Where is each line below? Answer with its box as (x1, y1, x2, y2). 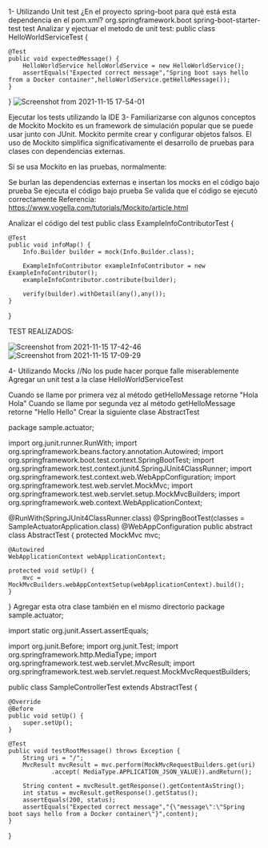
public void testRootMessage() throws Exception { (8, 747, 181, 755)
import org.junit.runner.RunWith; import (8, 438, 138, 448)
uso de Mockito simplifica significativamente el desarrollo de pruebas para (8, 138, 254, 147)
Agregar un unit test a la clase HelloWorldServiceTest (8, 375, 184, 384)
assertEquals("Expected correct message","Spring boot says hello (22, 69, 249, 77)
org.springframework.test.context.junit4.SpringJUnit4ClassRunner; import (8, 464, 252, 473)
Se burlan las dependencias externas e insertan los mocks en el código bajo (8, 178, 260, 187)
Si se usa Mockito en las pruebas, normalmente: (8, 162, 167, 171)
